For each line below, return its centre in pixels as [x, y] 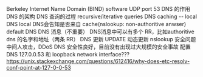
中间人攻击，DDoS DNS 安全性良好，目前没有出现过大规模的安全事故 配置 [99, 47]
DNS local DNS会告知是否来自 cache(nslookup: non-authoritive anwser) [96, 24]
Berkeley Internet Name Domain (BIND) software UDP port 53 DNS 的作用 [98, 9]
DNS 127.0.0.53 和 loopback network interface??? [68, 54]
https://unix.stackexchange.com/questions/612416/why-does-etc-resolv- [98, 61]
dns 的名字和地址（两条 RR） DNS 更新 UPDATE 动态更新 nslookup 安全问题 [101, 39]
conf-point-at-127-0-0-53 [39, 68]
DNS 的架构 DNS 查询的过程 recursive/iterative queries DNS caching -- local [102, 16]
